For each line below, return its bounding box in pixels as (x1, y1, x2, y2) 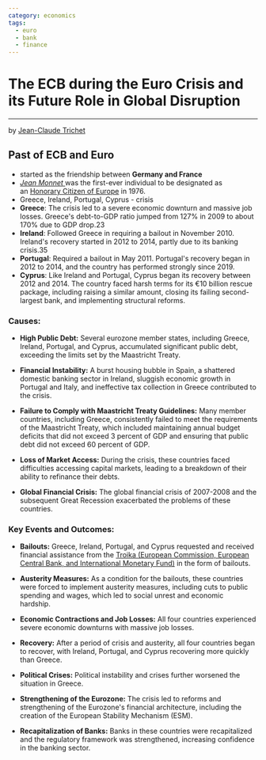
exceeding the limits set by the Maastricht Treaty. (19, 350, 180, 360)
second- (221, 287, 249, 297)
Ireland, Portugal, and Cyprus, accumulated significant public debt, (19, 342, 238, 351)
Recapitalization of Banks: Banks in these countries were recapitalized (19, 726, 253, 736)
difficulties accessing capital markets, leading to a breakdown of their (19, 464, 247, 473)
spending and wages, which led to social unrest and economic (19, 591, 224, 600)
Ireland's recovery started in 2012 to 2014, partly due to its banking (19, 237, 239, 246)
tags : (8, 19, 26, 27)
